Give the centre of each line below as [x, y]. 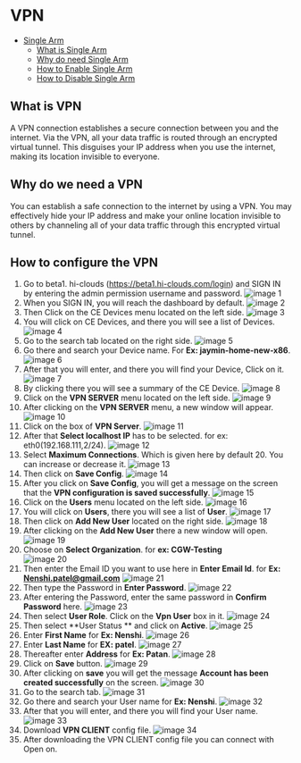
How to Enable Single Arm [84, 69]
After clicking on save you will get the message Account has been [146, 673]
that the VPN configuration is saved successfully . [117, 493]
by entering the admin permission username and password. [133, 293]
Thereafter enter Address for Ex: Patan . [96, 654]
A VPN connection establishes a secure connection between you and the [145, 128]
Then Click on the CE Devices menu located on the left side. [134, 313]
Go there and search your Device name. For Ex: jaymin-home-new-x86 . [157, 350]
